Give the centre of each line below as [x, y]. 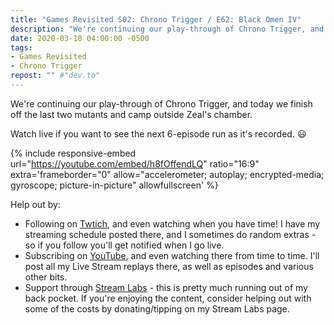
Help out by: [35, 204]
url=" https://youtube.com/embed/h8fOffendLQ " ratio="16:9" [135, 163]
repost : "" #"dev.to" [55, 76]
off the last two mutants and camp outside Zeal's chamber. [131, 114]
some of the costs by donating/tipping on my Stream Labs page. [157, 308]
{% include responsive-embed [73, 153]
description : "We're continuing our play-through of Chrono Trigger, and [167, 29]
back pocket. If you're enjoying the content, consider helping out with [168, 298]
